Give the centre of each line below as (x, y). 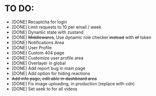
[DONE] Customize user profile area (47, 58)
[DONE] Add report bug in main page (48, 68)
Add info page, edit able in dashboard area (54, 79)
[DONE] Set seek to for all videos (45, 89)
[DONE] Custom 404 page (38, 53)
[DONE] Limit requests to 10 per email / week (56, 27)
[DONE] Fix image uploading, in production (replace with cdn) (73, 83)
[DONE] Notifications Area (38, 42)
